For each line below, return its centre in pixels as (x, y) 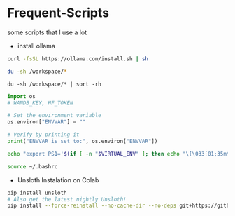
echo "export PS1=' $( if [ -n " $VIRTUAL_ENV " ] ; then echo (93, 154)
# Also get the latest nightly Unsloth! (67, 199)
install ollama (36, 46)
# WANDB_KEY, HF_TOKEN (40, 103)
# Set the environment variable (54, 116)
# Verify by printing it (43, 135)
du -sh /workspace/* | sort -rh (54, 84)
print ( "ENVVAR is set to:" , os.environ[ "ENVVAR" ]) (83, 142)
